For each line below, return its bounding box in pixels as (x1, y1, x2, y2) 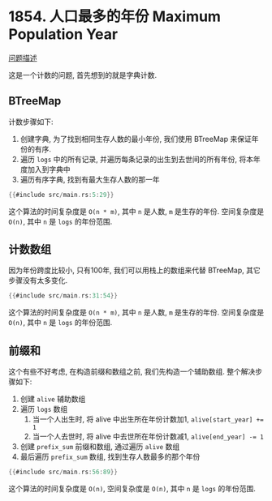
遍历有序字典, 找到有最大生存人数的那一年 (19, 174, 160, 184)
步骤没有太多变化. (8, 276, 68, 285)
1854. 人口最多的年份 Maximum (8, 7, 222, 26)
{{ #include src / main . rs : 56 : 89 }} (8, 468, 118, 477)
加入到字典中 (27, 164, 71, 174)
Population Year (8, 25, 119, 44)
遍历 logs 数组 (19, 405, 68, 414)
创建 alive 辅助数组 (19, 394, 86, 404)
